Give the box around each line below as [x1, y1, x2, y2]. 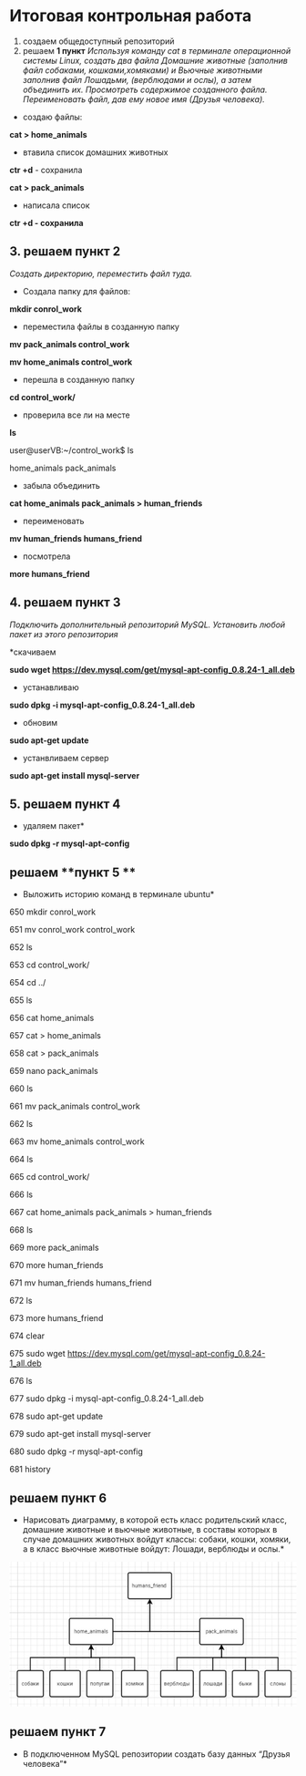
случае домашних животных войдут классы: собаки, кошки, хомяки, [22, 1533, 291, 1544]
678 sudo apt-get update [9, 1410, 103, 1422]
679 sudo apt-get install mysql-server [9, 1429, 152, 1440]
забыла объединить [22, 480, 100, 490]
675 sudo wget [9, 1348, 66, 1359]
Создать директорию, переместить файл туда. [9, 268, 193, 279]
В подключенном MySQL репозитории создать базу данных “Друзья [22, 1748, 291, 1760]
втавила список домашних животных [22, 147, 168, 158]
